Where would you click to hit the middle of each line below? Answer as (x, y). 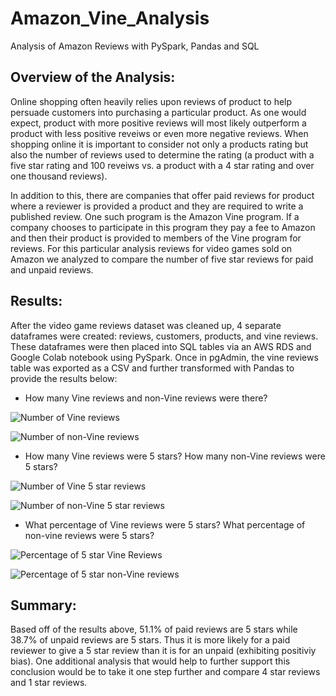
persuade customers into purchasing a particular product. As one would (158, 112)
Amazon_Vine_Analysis (110, 18)
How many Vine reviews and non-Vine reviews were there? (146, 398)
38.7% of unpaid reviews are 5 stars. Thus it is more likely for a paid (150, 640)
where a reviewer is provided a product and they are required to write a (157, 206)
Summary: (43, 605)
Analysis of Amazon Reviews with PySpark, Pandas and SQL (135, 46)
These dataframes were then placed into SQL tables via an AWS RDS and (161, 346)
